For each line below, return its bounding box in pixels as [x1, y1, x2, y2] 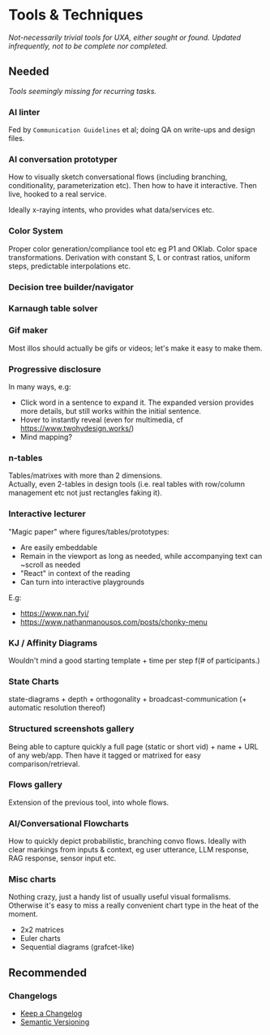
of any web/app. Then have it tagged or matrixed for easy [8, 750, 201, 760]
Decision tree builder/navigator [8, 281, 134, 293]
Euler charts [19, 934, 61, 943]
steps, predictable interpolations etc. [8, 261, 131, 271]
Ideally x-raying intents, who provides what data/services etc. [8, 205, 215, 215]
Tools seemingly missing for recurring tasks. [8, 86, 156, 96]
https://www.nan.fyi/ [19, 608, 89, 618]
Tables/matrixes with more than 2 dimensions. [8, 470, 163, 480]
